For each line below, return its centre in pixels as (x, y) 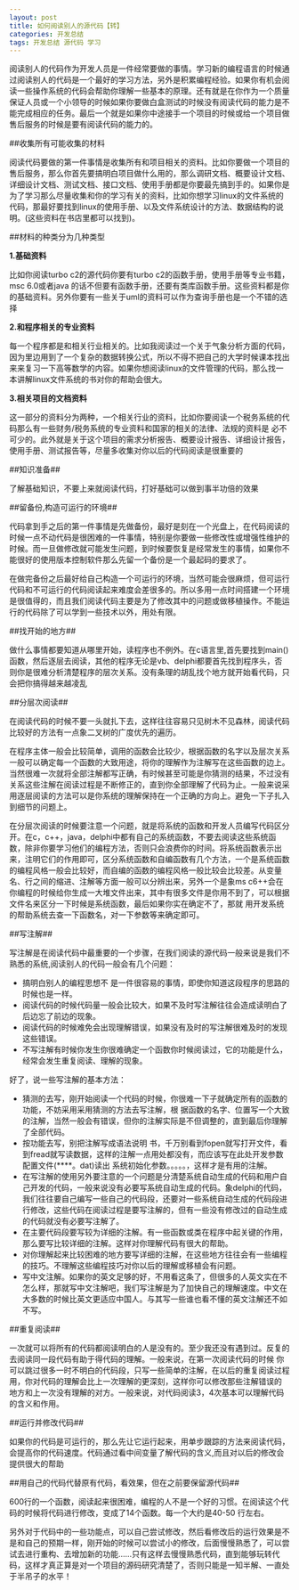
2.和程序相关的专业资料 (52, 327)
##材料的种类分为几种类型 (57, 237)
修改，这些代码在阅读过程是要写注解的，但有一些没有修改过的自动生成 (158, 1210)
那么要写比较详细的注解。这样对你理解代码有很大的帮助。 (127, 1243)
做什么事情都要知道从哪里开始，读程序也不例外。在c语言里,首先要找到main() (149, 650)
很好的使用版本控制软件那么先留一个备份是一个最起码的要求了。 (133, 560)
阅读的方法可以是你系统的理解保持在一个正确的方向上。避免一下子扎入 (161, 796)
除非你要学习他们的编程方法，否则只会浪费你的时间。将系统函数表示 (149, 848)
